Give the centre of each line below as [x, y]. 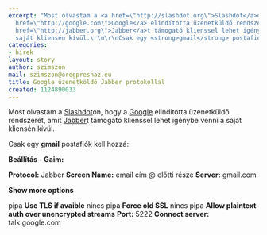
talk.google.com [35, 222]
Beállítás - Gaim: [36, 160]
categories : [28, 45]
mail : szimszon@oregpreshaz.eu [60, 75]
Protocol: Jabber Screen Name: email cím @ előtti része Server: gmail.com [132, 175]
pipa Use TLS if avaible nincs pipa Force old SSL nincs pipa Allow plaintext [132, 206]
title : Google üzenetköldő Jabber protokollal [87, 82]
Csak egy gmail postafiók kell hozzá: [69, 144]
